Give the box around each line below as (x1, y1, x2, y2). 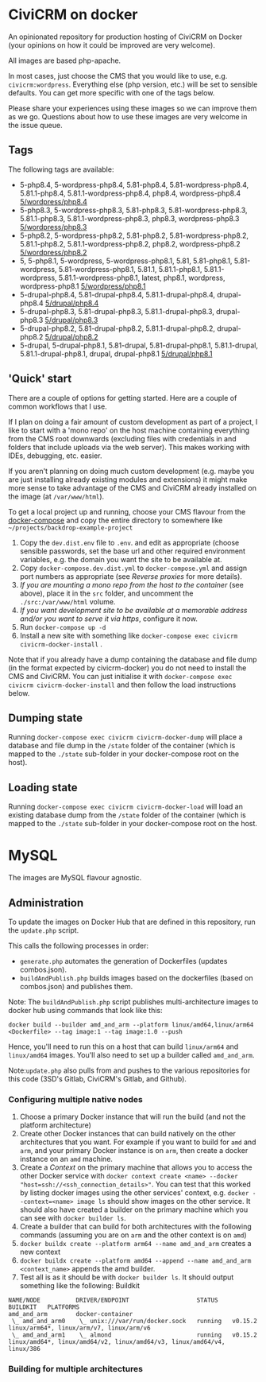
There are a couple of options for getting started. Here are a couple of (8, 393, 237, 402)
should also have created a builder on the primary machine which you (19, 1205, 249, 1214)
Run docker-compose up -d (19, 622, 106, 631)
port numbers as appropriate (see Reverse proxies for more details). (19, 571, 242, 581)
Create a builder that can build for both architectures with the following (19, 1222, 252, 1232)
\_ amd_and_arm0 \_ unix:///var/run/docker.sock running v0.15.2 (11, 1318, 258, 1326)
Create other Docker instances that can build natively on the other (19, 1129, 236, 1139)
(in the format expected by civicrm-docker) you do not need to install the (8, 662, 247, 673)
